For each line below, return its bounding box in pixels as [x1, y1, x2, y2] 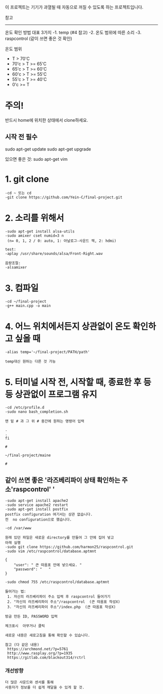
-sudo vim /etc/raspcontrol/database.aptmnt [5, 549, 97, 554]
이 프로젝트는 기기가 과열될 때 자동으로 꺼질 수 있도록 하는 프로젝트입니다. [5, 4, 144, 10]
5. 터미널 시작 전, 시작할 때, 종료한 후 [5, 377, 142, 387]
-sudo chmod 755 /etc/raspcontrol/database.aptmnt [5, 579, 110, 585]
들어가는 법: [5, 589, 27, 594]
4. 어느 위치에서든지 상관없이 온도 [5, 321, 131, 332]
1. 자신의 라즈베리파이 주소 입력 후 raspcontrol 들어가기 [7, 594, 111, 599]
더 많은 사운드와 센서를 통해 [5, 679, 54, 685]
